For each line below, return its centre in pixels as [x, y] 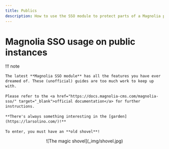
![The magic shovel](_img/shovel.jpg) [84, 141]
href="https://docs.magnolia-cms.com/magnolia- [108, 96]
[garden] [118, 117]
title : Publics [21, 11]
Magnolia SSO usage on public [70, 42]
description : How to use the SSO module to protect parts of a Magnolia [83, 16]
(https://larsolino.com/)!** [36, 122]
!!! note [13, 66]
